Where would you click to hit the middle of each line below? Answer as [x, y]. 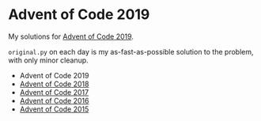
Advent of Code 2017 [54, 92]
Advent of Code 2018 [54, 84]
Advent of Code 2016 [54, 100]
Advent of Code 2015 [54, 109]
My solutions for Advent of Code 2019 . [71, 36]
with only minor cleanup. [48, 60]
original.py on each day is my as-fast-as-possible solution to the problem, [131, 51]
